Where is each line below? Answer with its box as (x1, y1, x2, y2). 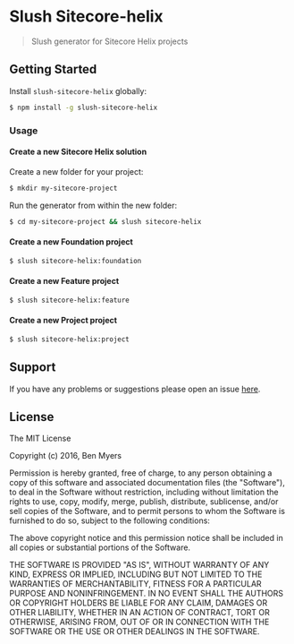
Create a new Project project (9, 315, 118, 326)
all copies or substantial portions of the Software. (9, 542, 190, 553)
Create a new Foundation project (9, 236, 134, 247)
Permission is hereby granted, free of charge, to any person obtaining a (9, 468, 273, 478)
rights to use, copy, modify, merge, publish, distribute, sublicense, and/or (9, 496, 279, 507)
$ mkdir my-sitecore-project (9, 184, 118, 193)
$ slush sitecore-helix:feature (9, 296, 130, 305)
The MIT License (9, 433, 71, 444)
